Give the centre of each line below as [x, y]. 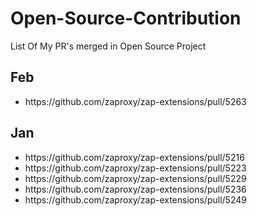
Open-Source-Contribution [126, 18]
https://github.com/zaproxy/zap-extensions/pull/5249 [135, 199]
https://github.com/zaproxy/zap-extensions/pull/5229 [135, 178]
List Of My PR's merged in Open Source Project [108, 46]
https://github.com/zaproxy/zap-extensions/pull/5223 [135, 168]
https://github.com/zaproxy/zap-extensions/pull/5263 [135, 101]
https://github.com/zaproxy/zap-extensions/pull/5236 [135, 189]
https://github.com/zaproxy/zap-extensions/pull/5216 [134, 157]
